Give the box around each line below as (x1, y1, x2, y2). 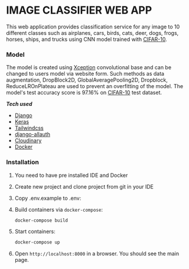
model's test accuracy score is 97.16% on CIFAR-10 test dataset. (6, 89, 162, 96)
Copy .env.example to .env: (14, 195, 82, 202)
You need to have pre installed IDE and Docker (14, 171, 128, 179)
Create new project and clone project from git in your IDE (14, 183, 154, 190)
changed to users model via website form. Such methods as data (6, 70, 164, 77)
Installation (6, 158, 40, 166)
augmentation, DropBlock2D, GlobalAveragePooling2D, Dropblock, (6, 76, 168, 83)
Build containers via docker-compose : (14, 206, 103, 213)
